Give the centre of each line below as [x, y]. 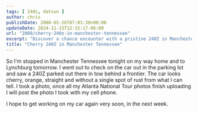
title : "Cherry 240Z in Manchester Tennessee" [64, 45]
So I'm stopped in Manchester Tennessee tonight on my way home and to [96, 61]
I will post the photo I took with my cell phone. [62, 92]
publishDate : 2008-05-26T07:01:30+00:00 [57, 22]
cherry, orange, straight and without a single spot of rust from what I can [94, 79]
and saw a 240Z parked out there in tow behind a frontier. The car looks [93, 74]
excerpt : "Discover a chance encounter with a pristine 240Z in [87, 39]
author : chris [24, 17]
